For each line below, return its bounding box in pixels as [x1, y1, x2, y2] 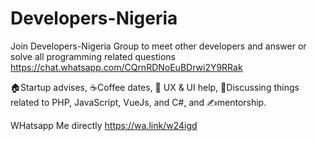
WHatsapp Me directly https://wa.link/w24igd [10, 119, 198, 131]
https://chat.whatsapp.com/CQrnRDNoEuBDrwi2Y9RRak [10, 61, 243, 73]
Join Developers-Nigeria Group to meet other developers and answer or [10, 40, 307, 52]
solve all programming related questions [10, 50, 176, 62]
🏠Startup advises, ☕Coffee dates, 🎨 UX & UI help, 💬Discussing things [10, 81, 300, 93]
